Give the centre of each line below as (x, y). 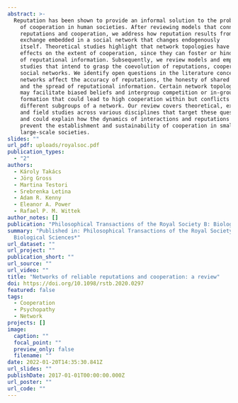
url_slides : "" (30, 369)
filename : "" (33, 356)
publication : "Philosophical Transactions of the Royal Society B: (109, 224)
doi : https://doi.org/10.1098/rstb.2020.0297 (75, 284)
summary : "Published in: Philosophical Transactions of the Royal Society (120, 230)
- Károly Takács (38, 171)
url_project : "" (31, 251)
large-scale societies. (55, 132)
